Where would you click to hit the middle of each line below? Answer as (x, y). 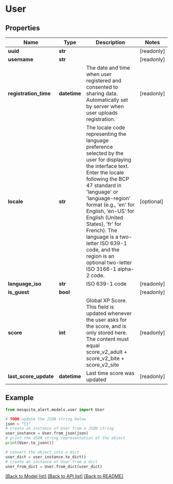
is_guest (19, 292)
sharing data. (102, 93)
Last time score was (110, 373)
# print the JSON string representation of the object (65, 438)
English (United (105, 218)
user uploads (102, 113)
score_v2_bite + (105, 358)
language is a (102, 237)
